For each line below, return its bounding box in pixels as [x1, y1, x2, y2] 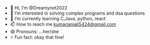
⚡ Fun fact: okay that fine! [10, 34, 65, 40]
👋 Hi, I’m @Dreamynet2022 [10, 5, 68, 11]
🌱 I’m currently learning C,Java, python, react [10, 16, 106, 21]
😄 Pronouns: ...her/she [10, 28, 59, 34]
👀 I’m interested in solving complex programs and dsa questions [10, 10, 145, 16]
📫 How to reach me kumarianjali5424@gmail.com [10, 21, 116, 27]
